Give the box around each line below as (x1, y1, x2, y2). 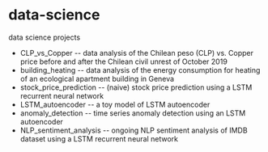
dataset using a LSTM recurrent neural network (19, 133, 179, 143)
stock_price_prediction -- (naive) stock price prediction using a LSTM (19, 82, 253, 92)
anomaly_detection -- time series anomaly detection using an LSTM (19, 108, 246, 118)
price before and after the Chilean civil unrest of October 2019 (19, 57, 228, 66)
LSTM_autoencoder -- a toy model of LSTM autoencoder (19, 99, 211, 109)
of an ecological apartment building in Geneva (19, 74, 175, 83)
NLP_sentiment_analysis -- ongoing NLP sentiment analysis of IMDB (19, 125, 249, 135)
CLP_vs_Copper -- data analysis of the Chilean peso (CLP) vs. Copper (19, 48, 253, 57)
